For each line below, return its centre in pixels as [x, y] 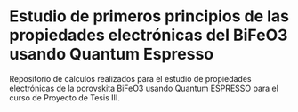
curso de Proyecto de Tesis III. [64, 97]
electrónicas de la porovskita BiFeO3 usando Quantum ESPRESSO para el [144, 88]
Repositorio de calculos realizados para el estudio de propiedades [130, 78]
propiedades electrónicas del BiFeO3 [149, 35]
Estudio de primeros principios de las [149, 16]
